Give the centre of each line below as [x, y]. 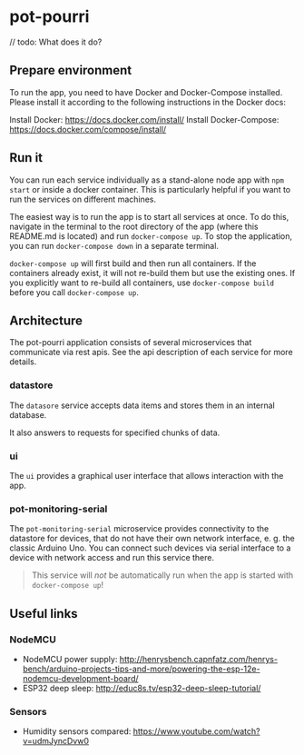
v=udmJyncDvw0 [55, 741]
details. [23, 362]
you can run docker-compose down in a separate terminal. [114, 245]
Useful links [44, 614]
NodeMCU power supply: [70, 659]
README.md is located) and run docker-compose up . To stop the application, [151, 236]
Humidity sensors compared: [77, 731]
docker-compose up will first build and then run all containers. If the [133, 263]
